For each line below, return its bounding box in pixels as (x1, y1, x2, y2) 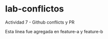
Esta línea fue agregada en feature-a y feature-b (5, 28, 103, 34)
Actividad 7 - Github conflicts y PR (5, 19, 75, 25)
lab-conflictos (5, 3, 64, 14)
